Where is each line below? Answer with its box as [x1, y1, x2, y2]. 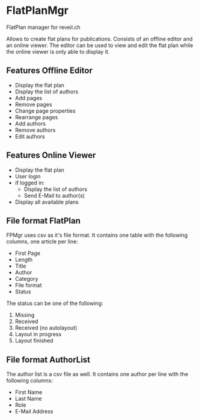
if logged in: [14, 179, 45, 186]
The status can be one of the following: [6, 299, 103, 307]
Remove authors [14, 126, 56, 133]
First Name [14, 389, 43, 396]
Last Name [14, 395, 42, 403]
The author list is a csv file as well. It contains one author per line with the [6, 371, 188, 378]
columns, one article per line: [6, 238, 78, 245]
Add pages [14, 94, 43, 101]
